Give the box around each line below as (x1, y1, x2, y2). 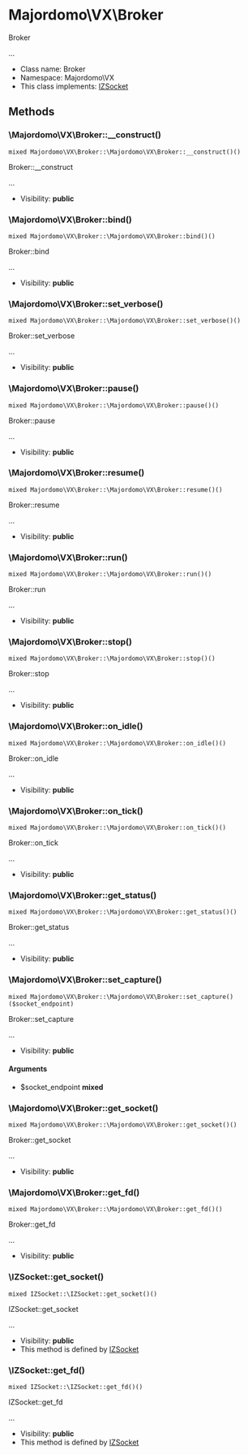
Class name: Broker (19, 63, 86, 74)
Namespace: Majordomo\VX (19, 72, 115, 82)
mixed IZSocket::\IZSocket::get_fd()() (8, 1383, 143, 1391)
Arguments (8, 1064, 48, 1074)
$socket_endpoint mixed (19, 1082, 104, 1092)
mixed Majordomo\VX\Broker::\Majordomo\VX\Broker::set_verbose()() (8, 317, 242, 325)
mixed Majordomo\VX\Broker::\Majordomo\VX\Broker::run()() (8, 571, 212, 579)
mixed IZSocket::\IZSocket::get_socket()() (8, 1290, 158, 1298)
